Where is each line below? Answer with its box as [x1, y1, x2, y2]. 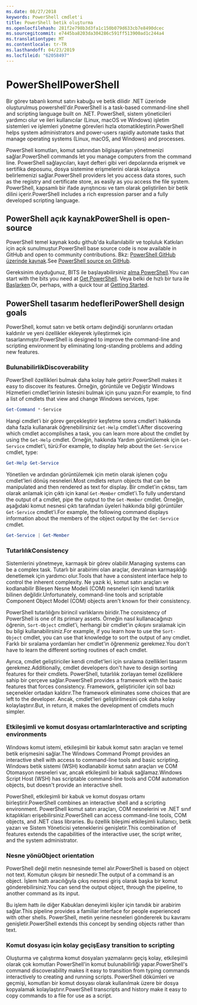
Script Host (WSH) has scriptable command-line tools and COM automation [6, 775, 189, 782]
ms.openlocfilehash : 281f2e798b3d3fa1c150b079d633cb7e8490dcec [6, 25, 165, 31]
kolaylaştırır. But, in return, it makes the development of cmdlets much [6, 702, 175, 709]
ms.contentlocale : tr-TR [6, 42, 67, 48]
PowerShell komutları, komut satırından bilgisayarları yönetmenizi [6, 146, 164, 153]
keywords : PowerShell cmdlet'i [6, 14, 83, 20]
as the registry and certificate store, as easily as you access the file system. [6, 178, 190, 185]
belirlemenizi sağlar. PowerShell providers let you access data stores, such [6, 172, 186, 179]
